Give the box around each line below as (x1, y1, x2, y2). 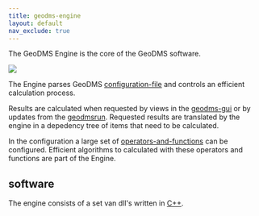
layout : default (8, 19, 63, 27)
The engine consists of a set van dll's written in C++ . (8, 198, 184, 208)
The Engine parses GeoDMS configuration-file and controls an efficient (8, 80, 245, 89)
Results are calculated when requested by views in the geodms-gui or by (8, 104, 252, 114)
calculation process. (8, 88, 76, 98)
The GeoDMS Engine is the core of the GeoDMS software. (8, 49, 202, 59)
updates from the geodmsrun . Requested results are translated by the (8, 112, 240, 122)
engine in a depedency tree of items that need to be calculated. (8, 121, 219, 131)
